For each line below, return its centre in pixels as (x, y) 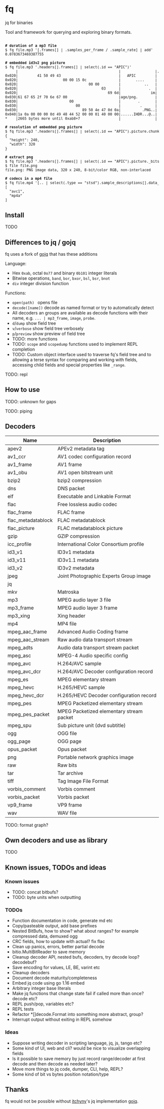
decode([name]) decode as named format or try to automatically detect (83, 308)
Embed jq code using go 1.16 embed (48, 983)
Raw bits (67, 765)
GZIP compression (79, 536)
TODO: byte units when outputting (47, 897)
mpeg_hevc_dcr (26, 695)
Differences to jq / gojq (41, 242)
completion (23, 349)
